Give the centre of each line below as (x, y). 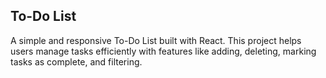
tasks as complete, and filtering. (76, 61)
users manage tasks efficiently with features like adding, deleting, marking (163, 51)
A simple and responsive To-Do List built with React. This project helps (156, 40)
